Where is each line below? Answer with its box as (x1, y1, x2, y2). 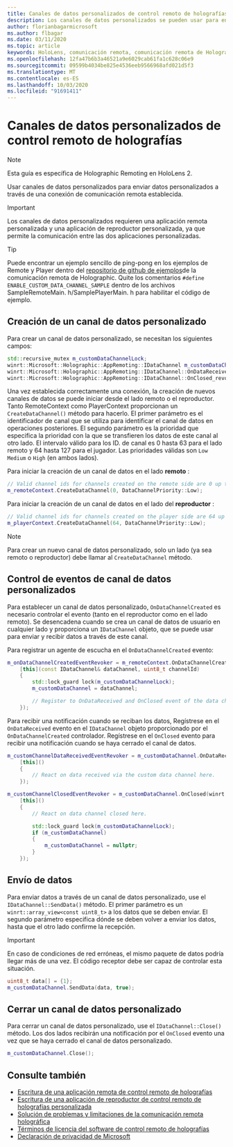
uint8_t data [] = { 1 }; (7, 977, 73, 985)
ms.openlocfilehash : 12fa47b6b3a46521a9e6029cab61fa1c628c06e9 (7, 56, 194, 63)
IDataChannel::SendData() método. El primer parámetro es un (7, 900, 183, 908)
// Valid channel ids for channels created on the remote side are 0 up (7, 481, 222, 488)
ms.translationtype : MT (7, 68, 76, 75)
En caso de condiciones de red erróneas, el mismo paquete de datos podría (7, 949, 224, 958)
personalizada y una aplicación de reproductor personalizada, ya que (7, 224, 206, 233)
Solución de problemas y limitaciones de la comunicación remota (17, 1110, 204, 1118)
